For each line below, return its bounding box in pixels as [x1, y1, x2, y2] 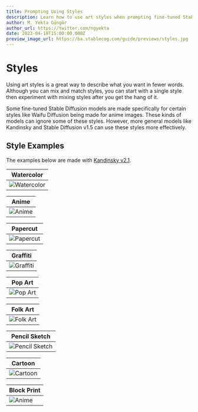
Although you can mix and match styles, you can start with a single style [6, 87, 182, 94]
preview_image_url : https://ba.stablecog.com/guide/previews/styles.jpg [6, 36, 189, 42]
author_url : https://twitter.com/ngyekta [6, 25, 110, 31]
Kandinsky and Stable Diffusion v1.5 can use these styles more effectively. [6, 123, 187, 130]
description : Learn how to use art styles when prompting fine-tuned [6, 14, 181, 20]
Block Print [9, 386, 41, 394]
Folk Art [11, 305, 34, 313]
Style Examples [6, 141, 65, 151]
